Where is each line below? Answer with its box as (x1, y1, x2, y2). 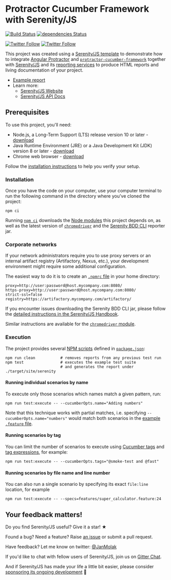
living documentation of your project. (5, 67, 83, 73)
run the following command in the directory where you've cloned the (5, 193, 150, 199)
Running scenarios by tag (5, 432, 61, 438)
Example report (12, 77, 46, 83)
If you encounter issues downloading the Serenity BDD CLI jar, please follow (5, 305, 166, 312)
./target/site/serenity (5, 369, 56, 374)
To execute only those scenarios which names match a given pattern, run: (5, 391, 161, 397)
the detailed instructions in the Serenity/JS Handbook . (5, 311, 119, 317)
